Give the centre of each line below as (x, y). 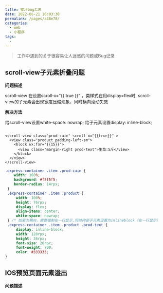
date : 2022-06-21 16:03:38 (32, 14)
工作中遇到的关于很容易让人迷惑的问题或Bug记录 (66, 55)
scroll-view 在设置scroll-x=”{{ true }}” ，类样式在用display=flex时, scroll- (78, 95)
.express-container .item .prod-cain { (45, 171)
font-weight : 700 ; (35, 248)
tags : (10, 37)
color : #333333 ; (32, 252)
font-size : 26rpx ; (35, 243)
